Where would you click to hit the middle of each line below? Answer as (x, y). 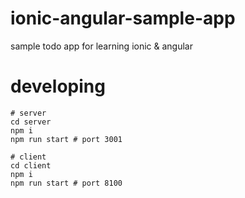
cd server (31, 122)
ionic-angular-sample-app (123, 18)
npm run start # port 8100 (66, 183)
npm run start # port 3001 (66, 139)
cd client (31, 165)
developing (58, 86)
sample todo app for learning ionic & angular (101, 46)
